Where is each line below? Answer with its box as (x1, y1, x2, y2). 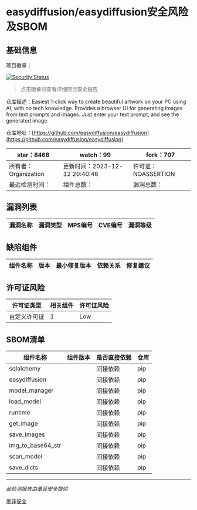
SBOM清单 (6, 335, 45, 345)
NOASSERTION (133, 170, 175, 178)
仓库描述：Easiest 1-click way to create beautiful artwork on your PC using (6, 98, 186, 105)
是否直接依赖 (96, 353, 132, 362)
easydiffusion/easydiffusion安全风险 (6, 5, 189, 19)
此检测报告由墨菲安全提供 (6, 485, 68, 492)
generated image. (6, 117, 49, 124)
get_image (9, 420, 38, 428)
